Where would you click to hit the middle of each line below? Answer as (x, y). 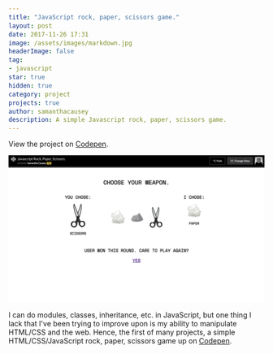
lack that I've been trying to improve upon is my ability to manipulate (123, 323)
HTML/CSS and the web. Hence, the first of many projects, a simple (122, 332)
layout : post (30, 26)
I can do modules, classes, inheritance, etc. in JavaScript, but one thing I (130, 315)
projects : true (34, 103)
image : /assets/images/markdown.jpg (70, 43)
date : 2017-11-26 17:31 (49, 34)
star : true (27, 77)
